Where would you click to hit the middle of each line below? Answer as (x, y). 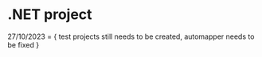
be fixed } (23, 44)
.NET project (50, 15)
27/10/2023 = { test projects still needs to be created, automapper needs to (131, 36)
